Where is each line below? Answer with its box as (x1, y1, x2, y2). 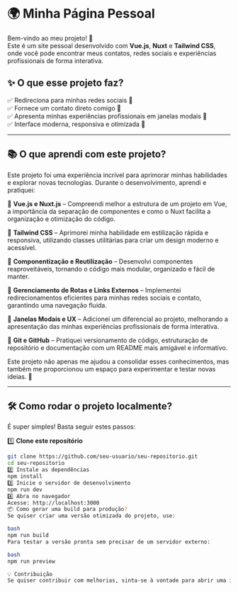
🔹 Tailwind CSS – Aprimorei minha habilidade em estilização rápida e (7, 228, 209, 237)
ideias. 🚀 (7, 372, 33, 381)
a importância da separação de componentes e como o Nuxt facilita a (7, 207, 211, 215)
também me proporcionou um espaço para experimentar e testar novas (7, 364, 216, 373)
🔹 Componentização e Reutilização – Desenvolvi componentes (7, 257, 193, 266)
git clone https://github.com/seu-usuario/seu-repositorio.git (7, 453, 198, 461)
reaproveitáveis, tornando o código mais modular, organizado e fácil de (7, 264, 215, 273)
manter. (7, 272, 30, 281)
